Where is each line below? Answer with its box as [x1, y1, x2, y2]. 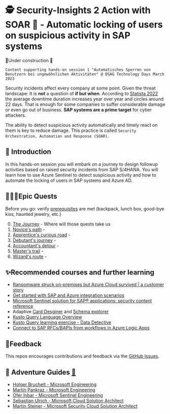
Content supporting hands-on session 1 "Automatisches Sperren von [5, 67, 151, 72]
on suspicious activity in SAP [5, 30, 131, 41]
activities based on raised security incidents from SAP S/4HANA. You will [5, 167, 158, 173]
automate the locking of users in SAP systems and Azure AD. [5, 177, 133, 183]
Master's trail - [12, 248, 44, 254]
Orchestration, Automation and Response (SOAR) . [5, 132, 109, 139]
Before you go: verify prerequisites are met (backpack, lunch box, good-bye [5, 205, 164, 212]
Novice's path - [12, 226, 46, 232]
